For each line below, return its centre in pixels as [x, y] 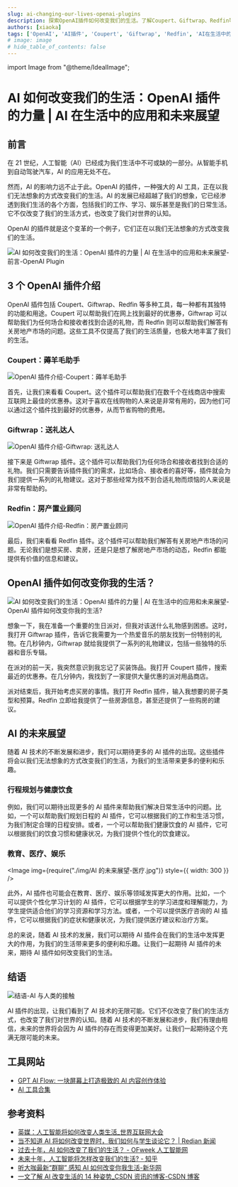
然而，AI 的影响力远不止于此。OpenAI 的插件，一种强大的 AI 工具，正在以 [114, 187]
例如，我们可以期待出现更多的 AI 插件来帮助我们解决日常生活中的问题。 [112, 807]
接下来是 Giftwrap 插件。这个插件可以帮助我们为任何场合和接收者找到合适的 [118, 462]
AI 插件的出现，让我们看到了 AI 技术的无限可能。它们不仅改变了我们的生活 [115, 1011]
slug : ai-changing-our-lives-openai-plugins [74, 14]
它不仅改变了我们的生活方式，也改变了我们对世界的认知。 [91, 213]
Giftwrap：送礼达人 [41, 430]
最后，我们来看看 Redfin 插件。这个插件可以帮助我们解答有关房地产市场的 [115, 540]
